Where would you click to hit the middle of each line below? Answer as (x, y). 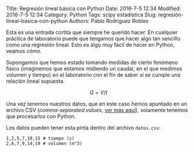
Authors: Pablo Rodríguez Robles (109, 21)
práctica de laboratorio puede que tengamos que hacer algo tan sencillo (93, 38)
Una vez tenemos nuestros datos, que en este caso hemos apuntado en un (97, 104)
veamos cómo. (24, 51)
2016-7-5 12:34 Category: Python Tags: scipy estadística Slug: (81, 15)
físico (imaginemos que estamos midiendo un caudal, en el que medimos (94, 69)
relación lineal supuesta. (35, 81)
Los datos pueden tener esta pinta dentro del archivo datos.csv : (84, 128)
